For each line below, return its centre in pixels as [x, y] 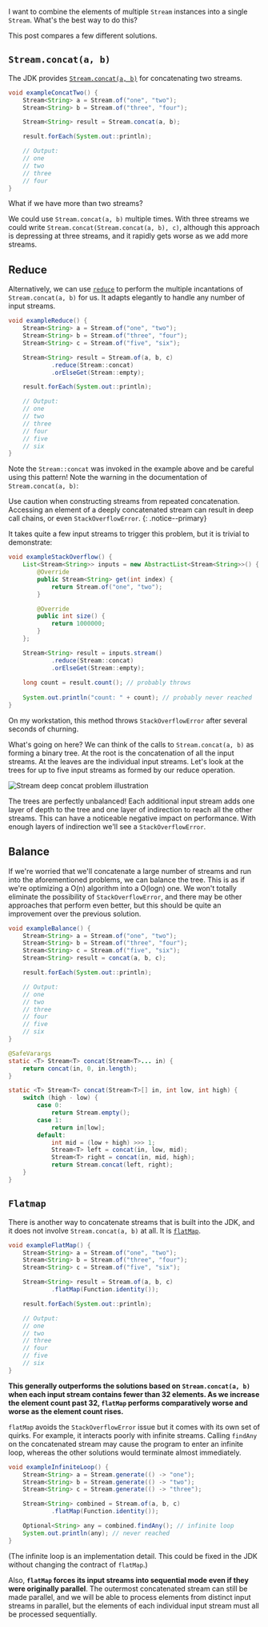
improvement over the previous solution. [75, 913]
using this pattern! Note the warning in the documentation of [108, 477]
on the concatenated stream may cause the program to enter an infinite [126, 1444]
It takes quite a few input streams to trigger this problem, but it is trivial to [129, 534]
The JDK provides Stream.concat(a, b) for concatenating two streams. [125, 78]
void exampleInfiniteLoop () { [59, 1467]
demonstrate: [30, 542]
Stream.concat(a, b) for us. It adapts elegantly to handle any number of [127, 298]
